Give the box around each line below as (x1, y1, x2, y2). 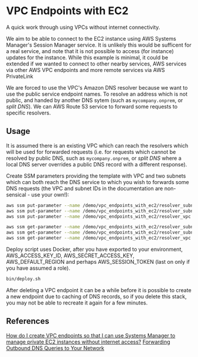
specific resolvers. (6, 109, 51, 116)
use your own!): (31, 191, 70, 198)
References (6, 316, 49, 326)
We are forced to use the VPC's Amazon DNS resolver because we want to (6, 84, 188, 91)
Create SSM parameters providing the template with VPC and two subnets (6, 172, 186, 179)
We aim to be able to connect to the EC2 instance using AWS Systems (6, 35, 177, 42)
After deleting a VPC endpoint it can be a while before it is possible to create (6, 286, 192, 293)
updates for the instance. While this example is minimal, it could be (6, 54, 169, 61)
